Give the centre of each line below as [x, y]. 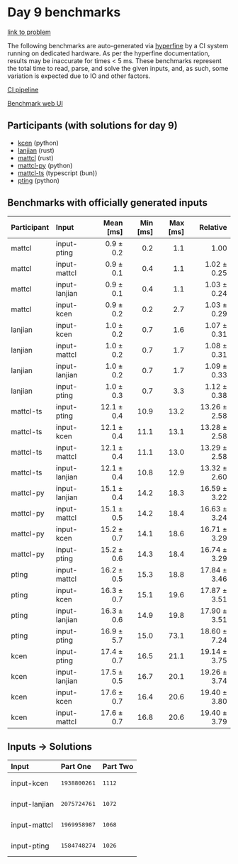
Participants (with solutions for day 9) [93, 126]
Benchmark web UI [35, 103]
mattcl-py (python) [45, 165]
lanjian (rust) [36, 150]
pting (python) [39, 180]
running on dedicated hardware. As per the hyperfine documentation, [109, 53]
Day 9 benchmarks [64, 12]
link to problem [29, 32]
